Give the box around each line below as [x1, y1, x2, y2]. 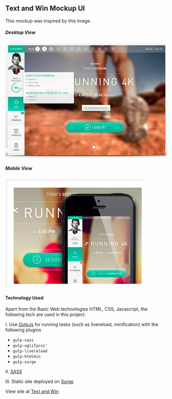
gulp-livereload [12, 349, 48, 354]
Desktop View [5, 29, 36, 35]
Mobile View [5, 165, 32, 171]
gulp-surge [12, 360, 36, 365]
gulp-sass [12, 338, 34, 343]
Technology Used [5, 294, 44, 301]
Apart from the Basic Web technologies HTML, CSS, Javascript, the [5, 306, 148, 312]
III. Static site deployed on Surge [5, 378, 74, 385]
